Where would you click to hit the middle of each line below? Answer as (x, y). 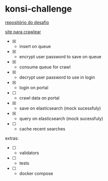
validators (29, 153)
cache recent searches (42, 129)
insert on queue (35, 46)
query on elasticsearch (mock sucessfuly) (61, 118)
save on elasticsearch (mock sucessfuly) (60, 108)
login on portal (34, 87)
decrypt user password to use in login (57, 77)
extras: (12, 138)
